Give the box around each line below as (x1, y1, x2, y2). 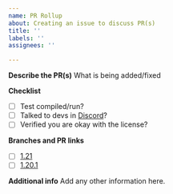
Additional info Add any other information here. (8, 176, 166, 186)
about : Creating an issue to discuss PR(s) (8, 19, 156, 27)
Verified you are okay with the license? (19, 119, 148, 129)
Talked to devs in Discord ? (19, 111, 108, 120)
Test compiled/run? (19, 102, 84, 111)
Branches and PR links (8, 135, 84, 145)
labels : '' (8, 34, 45, 42)
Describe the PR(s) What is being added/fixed (8, 71, 162, 80)
